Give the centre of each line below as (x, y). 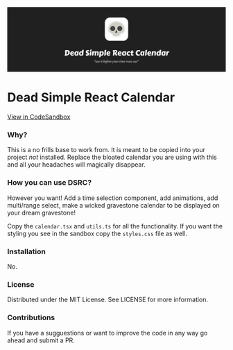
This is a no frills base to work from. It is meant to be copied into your (106, 150)
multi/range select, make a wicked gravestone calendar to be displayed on (113, 205)
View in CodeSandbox (39, 117)
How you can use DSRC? (50, 183)
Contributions (31, 317)
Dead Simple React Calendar (91, 98)
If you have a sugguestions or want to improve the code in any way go (107, 333)
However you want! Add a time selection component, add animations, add (113, 198)
